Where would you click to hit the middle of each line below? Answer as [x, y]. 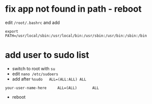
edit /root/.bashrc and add [32, 22]
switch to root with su [33, 68]
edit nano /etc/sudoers [35, 74]
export [12, 31]
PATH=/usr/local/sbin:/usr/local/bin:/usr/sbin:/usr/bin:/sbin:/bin [76, 36]
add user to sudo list [47, 55]
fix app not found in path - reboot [73, 9]
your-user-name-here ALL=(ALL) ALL [52, 88]
